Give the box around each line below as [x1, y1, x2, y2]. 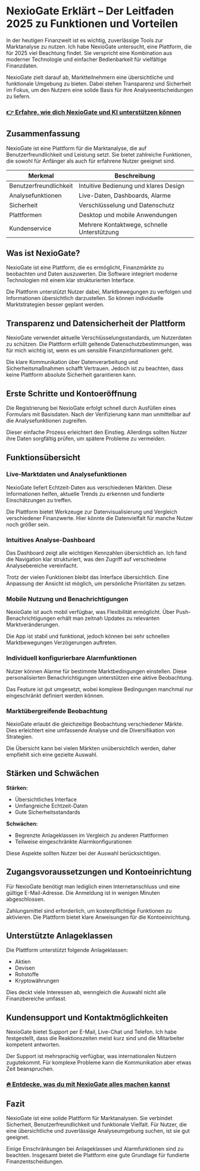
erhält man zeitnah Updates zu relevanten [57, 614, 160, 622]
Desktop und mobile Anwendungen [79, 210, 177, 219]
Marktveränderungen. [6, 621, 60, 628]
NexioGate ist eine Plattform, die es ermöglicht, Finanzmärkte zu [6, 264, 164, 271]
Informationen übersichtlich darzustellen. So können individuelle [6, 295, 164, 302]
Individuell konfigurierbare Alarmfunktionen [6, 654, 137, 662]
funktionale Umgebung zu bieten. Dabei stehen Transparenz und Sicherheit [6, 80, 192, 87]
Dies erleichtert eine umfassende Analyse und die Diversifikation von [6, 726, 176, 733]
